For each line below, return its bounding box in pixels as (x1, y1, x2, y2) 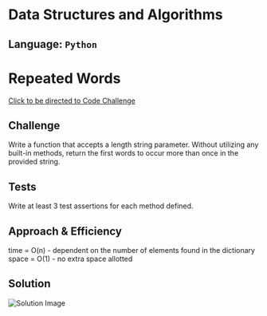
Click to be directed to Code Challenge (8, 96, 135, 105)
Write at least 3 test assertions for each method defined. (8, 201, 194, 211)
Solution (8, 277, 51, 290)
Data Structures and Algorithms (8, 6, 223, 24)
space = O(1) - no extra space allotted (8, 254, 133, 263)
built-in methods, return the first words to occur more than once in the (8, 148, 239, 158)
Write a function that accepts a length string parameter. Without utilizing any (8, 140, 259, 149)
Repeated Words (8, 69, 121, 87)
